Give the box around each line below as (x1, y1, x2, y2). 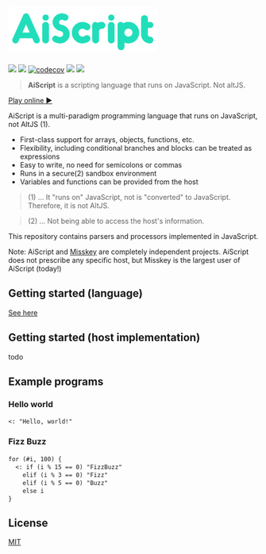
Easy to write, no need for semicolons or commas (19, 160, 183, 169)
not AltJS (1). (8, 119, 50, 129)
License (8, 516, 48, 529)
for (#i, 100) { (8, 455, 62, 463)
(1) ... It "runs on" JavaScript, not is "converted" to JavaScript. (27, 192, 231, 202)
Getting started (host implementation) (8, 331, 201, 344)
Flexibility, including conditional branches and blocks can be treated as (19, 143, 253, 152)
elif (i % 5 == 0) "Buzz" (22, 479, 109, 487)
